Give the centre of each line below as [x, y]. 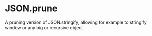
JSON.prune [31, 9]
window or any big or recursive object [44, 27]
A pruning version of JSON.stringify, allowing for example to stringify [76, 22]
